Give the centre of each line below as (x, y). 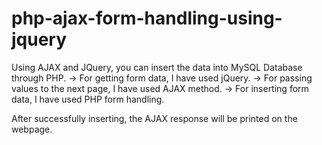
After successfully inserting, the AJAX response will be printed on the (154, 118)
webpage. (32, 129)
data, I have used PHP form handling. (88, 99)
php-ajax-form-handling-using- (147, 18)
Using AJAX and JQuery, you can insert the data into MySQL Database (157, 67)
